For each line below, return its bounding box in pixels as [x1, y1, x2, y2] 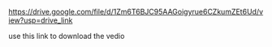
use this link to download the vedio [8, 32, 125, 41]
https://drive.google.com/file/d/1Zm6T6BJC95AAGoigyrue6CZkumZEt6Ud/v [8, 7, 264, 16]
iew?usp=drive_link [8, 15, 73, 25]
